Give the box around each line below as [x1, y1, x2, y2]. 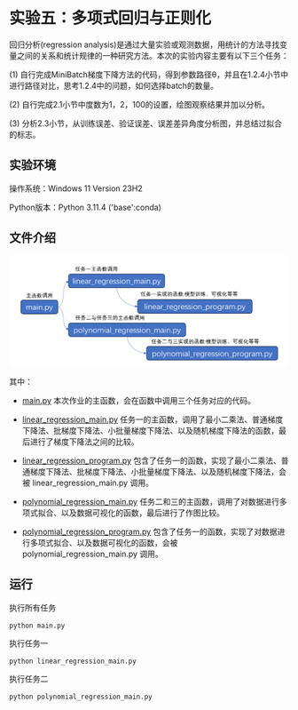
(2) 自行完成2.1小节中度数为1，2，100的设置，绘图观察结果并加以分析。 [9, 99, 271, 109]
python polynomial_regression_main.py [9, 692, 153, 701]
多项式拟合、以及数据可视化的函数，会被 [29, 537, 178, 547]
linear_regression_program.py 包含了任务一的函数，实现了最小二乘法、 [21, 455, 281, 466]
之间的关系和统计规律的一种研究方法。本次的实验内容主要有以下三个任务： [16, 50, 289, 60]
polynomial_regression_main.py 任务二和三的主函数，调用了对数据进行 [21, 496, 280, 507]
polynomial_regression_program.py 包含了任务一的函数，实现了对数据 [21, 526, 278, 537]
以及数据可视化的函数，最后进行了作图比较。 [60, 507, 224, 518]
